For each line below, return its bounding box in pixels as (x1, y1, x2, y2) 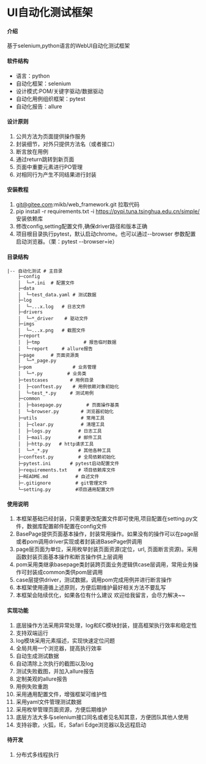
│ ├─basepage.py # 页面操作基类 (18, 402, 120, 408)
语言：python (15, 72, 50, 80)
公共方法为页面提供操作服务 (15, 132, 86, 140)
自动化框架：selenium (15, 80, 72, 87)
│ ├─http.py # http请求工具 (18, 441, 94, 448)
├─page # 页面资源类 (18, 353, 79, 359)
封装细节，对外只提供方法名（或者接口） (15, 140, 118, 148)
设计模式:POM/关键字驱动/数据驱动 (15, 87, 104, 95)
